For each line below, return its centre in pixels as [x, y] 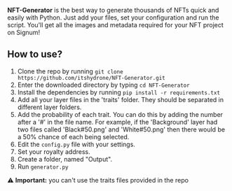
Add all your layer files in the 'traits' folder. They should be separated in [121, 99]
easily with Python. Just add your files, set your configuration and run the [113, 17]
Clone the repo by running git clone [70, 71]
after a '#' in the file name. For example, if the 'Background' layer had [117, 122]
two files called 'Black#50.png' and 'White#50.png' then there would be [121, 129]
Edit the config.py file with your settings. [76, 144]
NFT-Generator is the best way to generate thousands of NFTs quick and [113, 10]
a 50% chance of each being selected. [73, 136]
